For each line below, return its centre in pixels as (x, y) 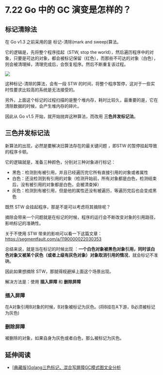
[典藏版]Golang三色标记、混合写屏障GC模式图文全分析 (66, 367)
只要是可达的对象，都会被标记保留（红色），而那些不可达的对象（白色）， (86, 58)
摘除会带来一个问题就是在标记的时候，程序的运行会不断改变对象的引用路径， (81, 217)
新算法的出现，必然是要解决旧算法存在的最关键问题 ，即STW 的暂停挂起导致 (81, 145)
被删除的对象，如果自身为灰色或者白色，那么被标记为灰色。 (65, 338)
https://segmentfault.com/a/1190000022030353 (53, 239)
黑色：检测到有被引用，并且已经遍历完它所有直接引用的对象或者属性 (80, 172)
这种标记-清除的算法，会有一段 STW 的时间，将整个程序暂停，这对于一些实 (80, 84)
